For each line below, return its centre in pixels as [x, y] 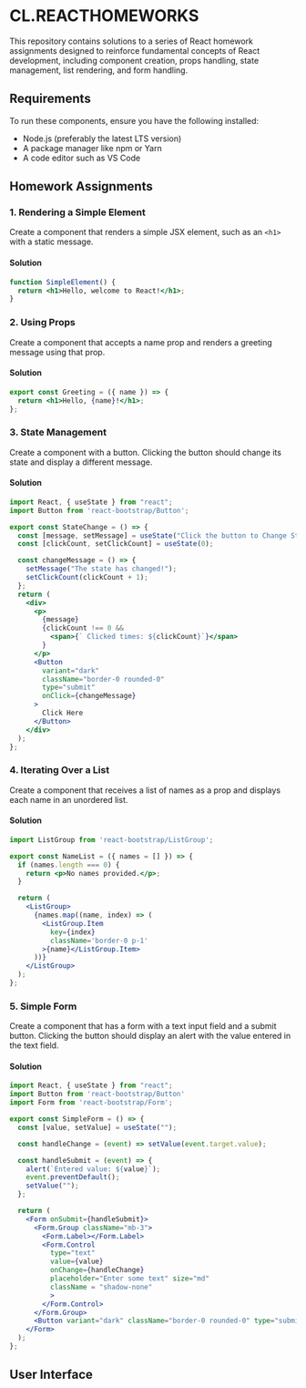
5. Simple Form [43, 1006]
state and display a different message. [81, 462]
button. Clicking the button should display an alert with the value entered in [150, 1036]
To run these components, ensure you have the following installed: [134, 120]
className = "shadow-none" [101, 1287]
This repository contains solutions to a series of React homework [131, 41]
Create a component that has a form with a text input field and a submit [143, 1026]
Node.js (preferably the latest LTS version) [102, 139]
